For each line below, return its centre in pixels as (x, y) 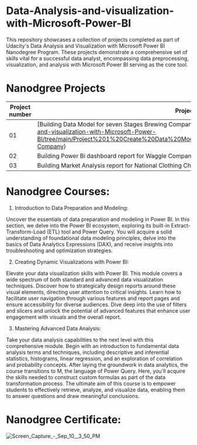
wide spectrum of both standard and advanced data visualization (84, 279)
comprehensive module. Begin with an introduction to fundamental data (93, 346)
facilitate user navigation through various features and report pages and (93, 298)
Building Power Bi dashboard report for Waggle (102, 156)
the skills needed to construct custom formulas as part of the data (86, 377)
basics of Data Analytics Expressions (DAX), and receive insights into (89, 244)
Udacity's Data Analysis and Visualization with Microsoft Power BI (86, 46)
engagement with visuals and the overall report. (64, 317)
